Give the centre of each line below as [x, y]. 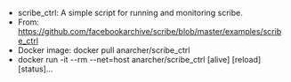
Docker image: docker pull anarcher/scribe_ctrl [104, 50]
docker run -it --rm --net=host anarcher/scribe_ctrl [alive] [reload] [139, 60]
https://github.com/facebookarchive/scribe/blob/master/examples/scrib [150, 31]
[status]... [35, 69]
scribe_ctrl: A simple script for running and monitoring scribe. [130, 13]
